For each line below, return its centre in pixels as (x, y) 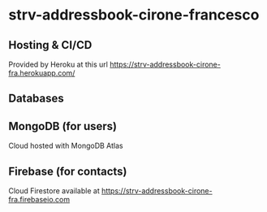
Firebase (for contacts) (68, 171)
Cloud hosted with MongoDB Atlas (66, 146)
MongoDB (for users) (63, 126)
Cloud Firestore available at (54, 191)
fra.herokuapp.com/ (42, 73)
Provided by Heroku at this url (58, 64)
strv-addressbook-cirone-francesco (134, 15)
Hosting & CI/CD (50, 45)
